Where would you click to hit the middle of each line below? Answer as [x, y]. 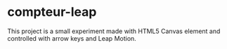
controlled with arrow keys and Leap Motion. [72, 38]
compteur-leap [52, 12]
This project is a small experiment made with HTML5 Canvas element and [114, 31]
